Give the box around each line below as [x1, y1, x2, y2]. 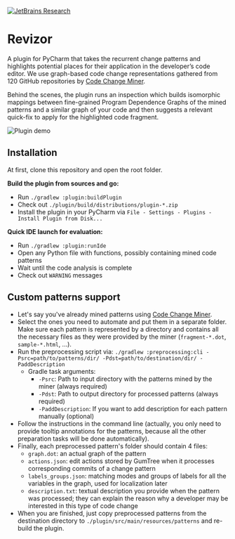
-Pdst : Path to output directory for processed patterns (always [38, 389, 219, 398]
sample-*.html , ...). [17, 339, 72, 348]
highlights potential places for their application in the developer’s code [7, 62, 210, 70]
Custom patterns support [7, 292, 121, 304]
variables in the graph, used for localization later [27, 479, 168, 488]
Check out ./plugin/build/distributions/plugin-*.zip [17, 200, 178, 209]
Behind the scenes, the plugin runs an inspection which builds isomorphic [7, 90, 221, 98]
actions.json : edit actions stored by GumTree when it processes [27, 457, 215, 465]
